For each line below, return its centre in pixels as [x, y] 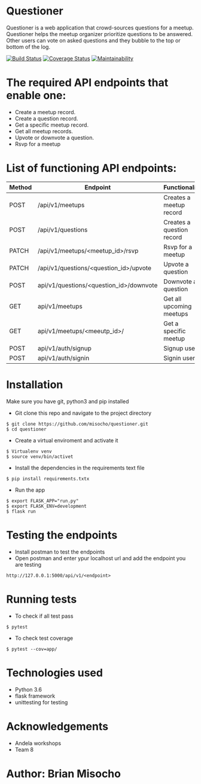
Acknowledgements [57, 726]
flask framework [35, 696]
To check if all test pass [44, 616]
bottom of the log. [28, 47]
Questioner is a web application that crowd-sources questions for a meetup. [100, 28]
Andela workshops [38, 743]
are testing [28, 564]
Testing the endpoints [62, 535]
